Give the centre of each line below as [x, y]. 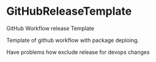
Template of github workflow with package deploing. [73, 40]
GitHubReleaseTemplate [69, 11]
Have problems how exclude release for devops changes [78, 52]
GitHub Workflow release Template [50, 28]
